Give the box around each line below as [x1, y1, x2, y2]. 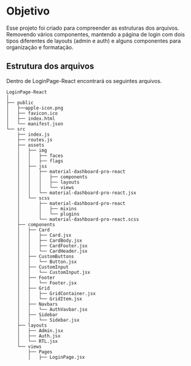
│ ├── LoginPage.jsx [28, 354, 85, 360]
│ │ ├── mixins [17, 205, 77, 211]
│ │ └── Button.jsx [17, 259, 77, 265]
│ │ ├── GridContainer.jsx [17, 290, 96, 296]
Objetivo [6, 4, 50, 18]
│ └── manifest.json [6, 121, 63, 127]
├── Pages [28, 348, 53, 355]
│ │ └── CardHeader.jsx [17, 248, 88, 254]
